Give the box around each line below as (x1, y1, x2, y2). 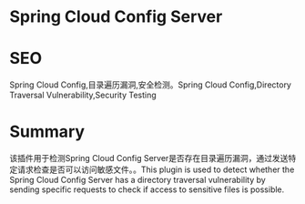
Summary (9, 121, 85, 142)
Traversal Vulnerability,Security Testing (9, 89, 157, 101)
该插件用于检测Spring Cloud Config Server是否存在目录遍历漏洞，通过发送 (9, 153, 289, 164)
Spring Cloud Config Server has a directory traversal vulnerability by (9, 175, 266, 186)
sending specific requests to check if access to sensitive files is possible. (9, 184, 285, 195)
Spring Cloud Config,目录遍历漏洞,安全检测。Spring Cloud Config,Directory (9, 79, 291, 90)
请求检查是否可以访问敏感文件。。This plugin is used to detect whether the (16, 164, 295, 175)
